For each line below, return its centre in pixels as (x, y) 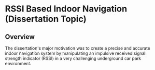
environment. (18, 64)
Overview (20, 37)
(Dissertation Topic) (46, 19)
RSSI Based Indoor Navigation (66, 9)
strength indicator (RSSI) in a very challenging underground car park (73, 58)
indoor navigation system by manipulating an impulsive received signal (75, 53)
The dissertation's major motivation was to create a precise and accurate (78, 48)
